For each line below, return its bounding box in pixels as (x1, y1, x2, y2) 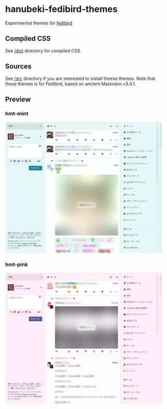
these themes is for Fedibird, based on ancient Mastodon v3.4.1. (5, 81, 136, 87)
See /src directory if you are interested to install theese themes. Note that (5, 75, 156, 81)
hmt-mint (5, 110, 29, 117)
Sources (5, 62, 32, 71)
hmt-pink (5, 261, 28, 268)
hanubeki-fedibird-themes (5, 3, 118, 15)
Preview (5, 95, 31, 103)
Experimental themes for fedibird (5, 20, 73, 26)
